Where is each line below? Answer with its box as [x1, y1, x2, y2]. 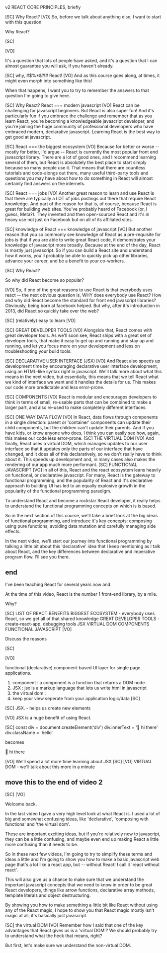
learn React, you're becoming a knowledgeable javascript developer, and [5, 118, 155, 124]
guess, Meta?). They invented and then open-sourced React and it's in [5, 211, 150, 217]
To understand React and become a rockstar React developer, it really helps [5, 498, 161, 503]
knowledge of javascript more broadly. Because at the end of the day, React [5, 242, 161, 248]
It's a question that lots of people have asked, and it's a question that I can [5, 58, 158, 64]
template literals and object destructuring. [5, 892, 91, 898]
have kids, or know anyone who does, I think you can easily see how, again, [5, 430, 160, 436]
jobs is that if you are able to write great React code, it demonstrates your [5, 237, 156, 242]
